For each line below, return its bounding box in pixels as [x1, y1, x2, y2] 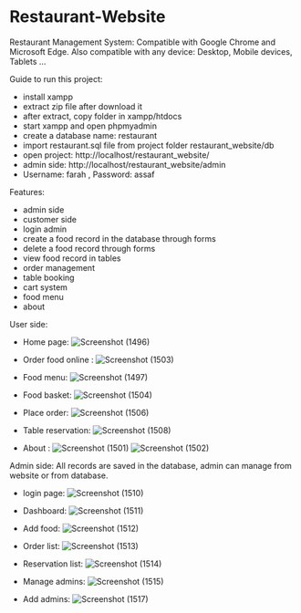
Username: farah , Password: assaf [22, 169, 155, 180]
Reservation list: [22, 558, 84, 569]
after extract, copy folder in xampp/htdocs [22, 110, 182, 121]
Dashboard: [22, 504, 67, 516]
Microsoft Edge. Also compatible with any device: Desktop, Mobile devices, [9, 46, 293, 57]
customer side [22, 213, 78, 224]
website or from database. [9, 470, 109, 481]
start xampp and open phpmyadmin [22, 120, 158, 131]
